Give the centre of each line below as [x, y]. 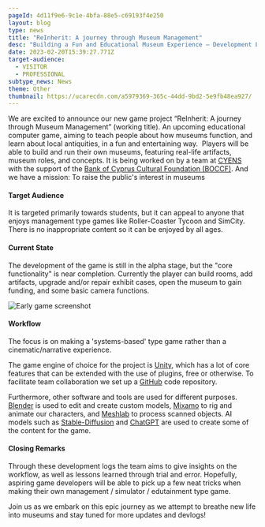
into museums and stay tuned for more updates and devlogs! [107, 515]
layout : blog [30, 23]
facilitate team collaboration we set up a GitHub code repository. [113, 381]
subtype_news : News [40, 81]
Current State [31, 248]
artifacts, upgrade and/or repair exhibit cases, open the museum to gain [125, 282]
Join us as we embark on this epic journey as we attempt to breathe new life [132, 506]
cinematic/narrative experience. [60, 349]
